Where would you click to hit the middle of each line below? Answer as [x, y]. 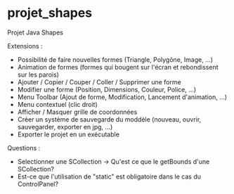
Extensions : [25, 46]
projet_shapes [50, 13]
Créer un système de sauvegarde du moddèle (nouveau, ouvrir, [109, 119]
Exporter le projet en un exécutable [68, 134]
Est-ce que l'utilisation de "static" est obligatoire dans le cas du [109, 176]
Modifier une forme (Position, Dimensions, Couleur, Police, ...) [107, 89]
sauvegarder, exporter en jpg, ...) [65, 127]
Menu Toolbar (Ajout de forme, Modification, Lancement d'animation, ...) [122, 97]
